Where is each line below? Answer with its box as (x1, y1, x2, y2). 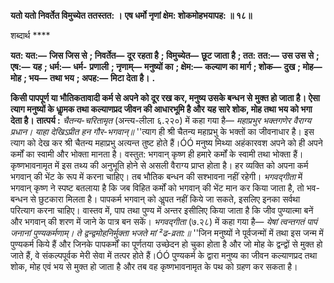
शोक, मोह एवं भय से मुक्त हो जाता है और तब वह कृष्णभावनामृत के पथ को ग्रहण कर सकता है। (10, 261, 298, 272)
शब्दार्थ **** (10, 30, 51, 41)
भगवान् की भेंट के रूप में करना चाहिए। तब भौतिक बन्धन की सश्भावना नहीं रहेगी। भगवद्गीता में (10, 171, 303, 182)
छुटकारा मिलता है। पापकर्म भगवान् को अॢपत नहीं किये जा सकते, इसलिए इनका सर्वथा (38, 193, 301, 205)
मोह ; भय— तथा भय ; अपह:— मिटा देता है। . (10, 72, 156, 84)
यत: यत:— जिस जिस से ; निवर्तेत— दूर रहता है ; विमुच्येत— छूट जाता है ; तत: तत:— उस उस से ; (10, 50, 320, 61)
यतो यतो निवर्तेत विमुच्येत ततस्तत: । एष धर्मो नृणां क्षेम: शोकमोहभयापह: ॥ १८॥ (10, 10, 253, 21)
